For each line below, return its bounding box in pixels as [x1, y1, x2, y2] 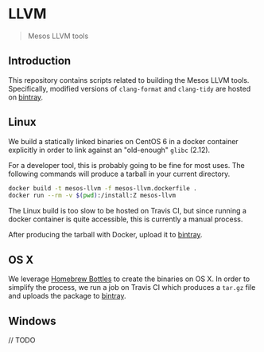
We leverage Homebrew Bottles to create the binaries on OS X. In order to [8, 274, 250, 284]
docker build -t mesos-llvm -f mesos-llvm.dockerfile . [8, 184, 197, 192]
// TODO [8, 335, 36, 345]
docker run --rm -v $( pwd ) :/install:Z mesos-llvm [8, 192, 177, 200]
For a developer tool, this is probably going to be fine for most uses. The [8, 160, 245, 170]
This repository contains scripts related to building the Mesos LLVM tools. [8, 75, 250, 84]
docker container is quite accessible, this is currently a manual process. [8, 214, 243, 224]
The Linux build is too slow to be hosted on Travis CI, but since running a [8, 206, 247, 216]
